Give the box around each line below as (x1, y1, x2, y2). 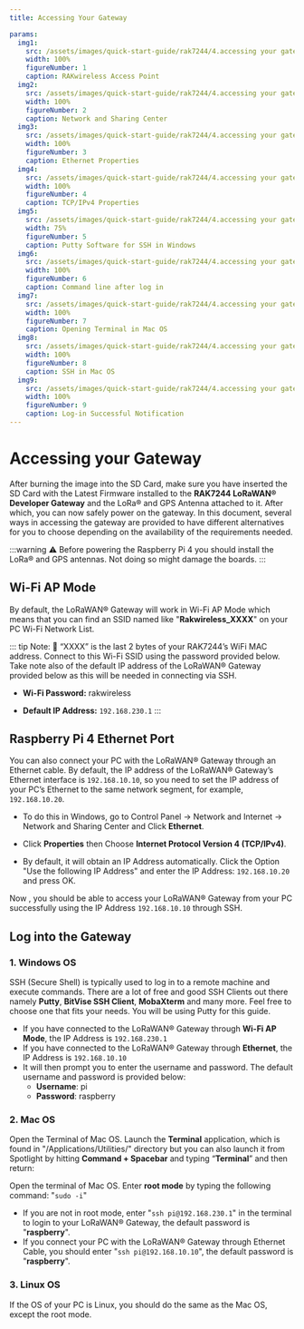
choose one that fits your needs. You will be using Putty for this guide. (9, 1006, 271, 1017)
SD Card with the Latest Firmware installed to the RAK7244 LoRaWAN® (9, 487, 277, 499)
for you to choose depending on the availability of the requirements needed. (9, 526, 293, 537)
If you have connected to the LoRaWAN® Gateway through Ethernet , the (22, 1042, 292, 1053)
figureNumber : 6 (25, 274, 88, 284)
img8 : (17, 333, 39, 343)
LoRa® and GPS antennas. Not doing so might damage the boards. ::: (9, 553, 267, 564)
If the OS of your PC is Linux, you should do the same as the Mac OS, (9, 1299, 268, 1310)
